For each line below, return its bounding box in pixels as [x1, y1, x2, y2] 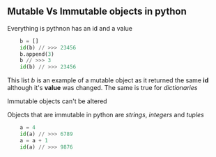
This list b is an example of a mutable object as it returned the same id [7, 76, 209, 84]
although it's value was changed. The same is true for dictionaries [7, 84, 198, 92]
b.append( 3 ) [20, 50, 54, 58]
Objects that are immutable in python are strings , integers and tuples [7, 111, 204, 119]
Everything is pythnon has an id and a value [7, 24, 132, 32]
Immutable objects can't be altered [7, 97, 107, 105]
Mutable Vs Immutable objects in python [7, 6, 187, 17]
